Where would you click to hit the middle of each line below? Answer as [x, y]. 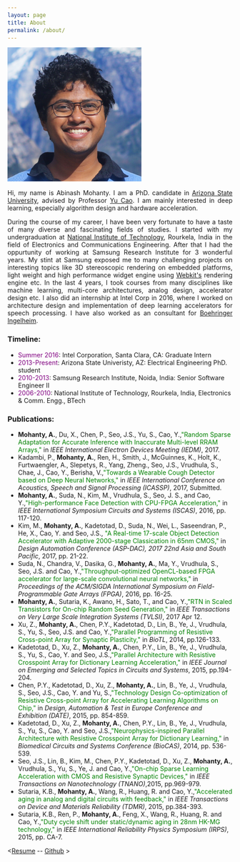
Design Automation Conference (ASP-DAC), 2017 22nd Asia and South [122, 548]
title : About [27, 23]
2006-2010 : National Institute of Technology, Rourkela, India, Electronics [124, 392]
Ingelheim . [23, 321]
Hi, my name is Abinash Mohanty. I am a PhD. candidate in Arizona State [120, 193]
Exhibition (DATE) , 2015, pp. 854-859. [73, 715]
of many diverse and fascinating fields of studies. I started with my [120, 229]
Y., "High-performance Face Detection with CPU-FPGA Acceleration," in [122, 502]
